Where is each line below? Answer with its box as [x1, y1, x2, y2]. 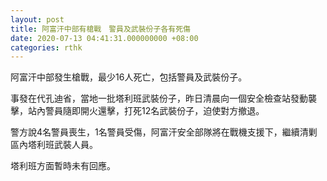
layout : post [10, 14, 65, 25]
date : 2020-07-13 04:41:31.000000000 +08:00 [10, 33, 199, 43]
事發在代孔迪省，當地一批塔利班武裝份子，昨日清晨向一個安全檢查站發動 [10, 92, 308, 105]
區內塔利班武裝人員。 [10, 139, 98, 151]
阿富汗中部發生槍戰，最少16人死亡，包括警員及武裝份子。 [10, 71, 248, 83]
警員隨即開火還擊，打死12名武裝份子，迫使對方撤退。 [44, 105, 265, 117]
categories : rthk [10, 42, 83, 53]
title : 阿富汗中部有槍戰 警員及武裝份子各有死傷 [10, 24, 191, 34]
